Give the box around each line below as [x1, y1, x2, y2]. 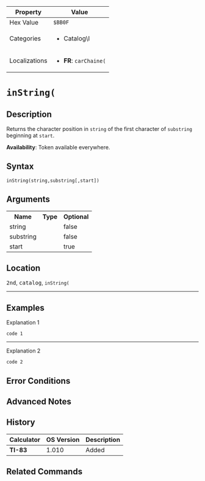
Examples [6, 302, 45, 313]
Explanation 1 [6, 319, 40, 326]
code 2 [6, 359, 23, 365]
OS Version [46, 435, 80, 444]
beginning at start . [6, 132, 55, 139]
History [6, 417, 35, 428]
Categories [9, 34, 41, 42]
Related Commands [6, 466, 83, 477]
